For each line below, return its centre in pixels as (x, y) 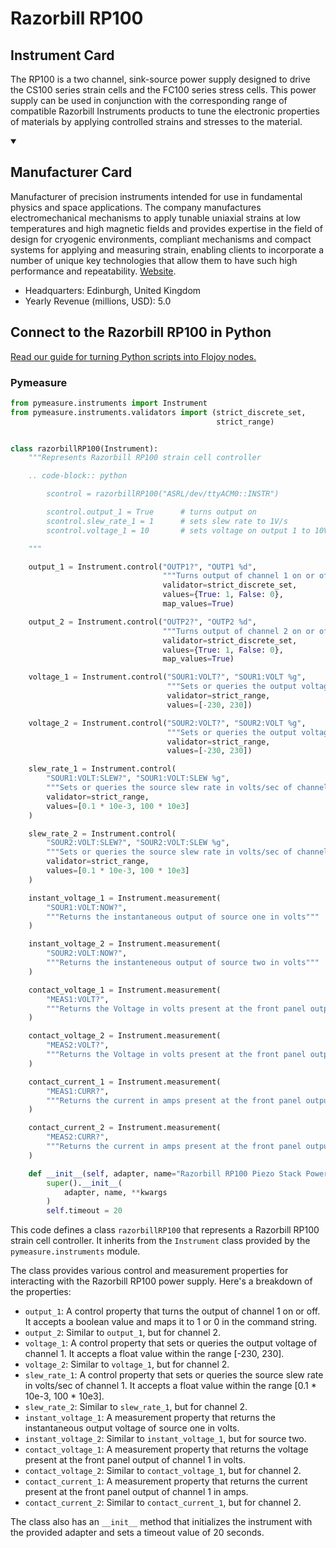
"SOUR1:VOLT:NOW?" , (87, 907)
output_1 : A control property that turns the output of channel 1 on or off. (172, 1311)
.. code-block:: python (78, 476)
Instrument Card (62, 55)
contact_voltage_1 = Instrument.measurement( (125, 990)
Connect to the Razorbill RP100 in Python (141, 332)
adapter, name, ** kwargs (115, 1192)
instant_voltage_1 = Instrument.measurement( (125, 898)
